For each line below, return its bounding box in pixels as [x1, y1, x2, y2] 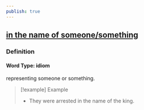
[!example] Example [20, 86, 68, 93]
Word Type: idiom [6, 62, 50, 69]
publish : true [6, 8, 41, 15]
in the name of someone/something [6, 30, 139, 40]
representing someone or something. [6, 75, 95, 82]
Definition [6, 47, 35, 55]
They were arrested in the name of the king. [29, 97, 135, 105]
